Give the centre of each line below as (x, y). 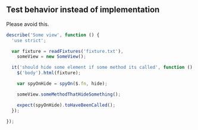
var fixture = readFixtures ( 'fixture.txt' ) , (67, 51)
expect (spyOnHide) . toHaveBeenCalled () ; (66, 105)
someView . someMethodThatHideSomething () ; (69, 94)
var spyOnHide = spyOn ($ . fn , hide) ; (62, 84)
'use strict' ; (29, 40)
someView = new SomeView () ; (51, 57)
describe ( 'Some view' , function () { (53, 35)
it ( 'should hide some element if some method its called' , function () (102, 68)
